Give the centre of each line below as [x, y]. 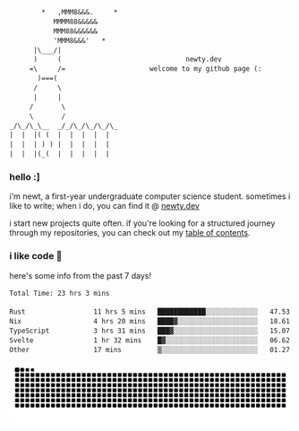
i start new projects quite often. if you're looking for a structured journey [142, 223]
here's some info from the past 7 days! [81, 275]
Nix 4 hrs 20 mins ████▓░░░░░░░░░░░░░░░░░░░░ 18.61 [150, 322]
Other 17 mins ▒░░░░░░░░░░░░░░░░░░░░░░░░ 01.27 [150, 349]
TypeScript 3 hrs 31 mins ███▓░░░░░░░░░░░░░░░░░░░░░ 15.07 [150, 331]
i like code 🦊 [36, 256]
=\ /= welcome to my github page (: [145, 69]
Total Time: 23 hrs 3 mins [60, 293]
